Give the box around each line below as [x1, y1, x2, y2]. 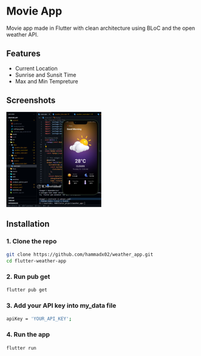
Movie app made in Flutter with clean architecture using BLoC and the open [6, 24, 196, 32]
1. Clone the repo [6, 237, 57, 245]
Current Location [15, 65, 58, 72]
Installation [6, 218, 50, 229]
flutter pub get [6, 287, 47, 293]
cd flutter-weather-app [6, 258, 67, 264]
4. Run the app [6, 330, 50, 339]
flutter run [6, 345, 36, 351]
